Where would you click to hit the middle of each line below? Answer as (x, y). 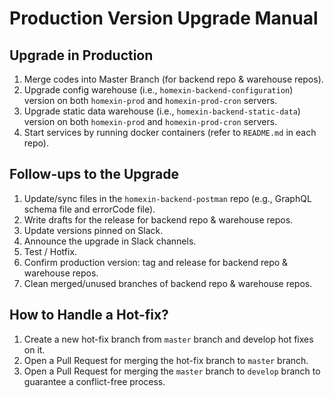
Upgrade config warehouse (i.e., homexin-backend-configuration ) (158, 90)
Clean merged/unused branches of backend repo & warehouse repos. (168, 283)
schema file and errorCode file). (89, 209)
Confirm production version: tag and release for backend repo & (156, 262)
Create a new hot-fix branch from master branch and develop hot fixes (168, 339)
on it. (34, 349)
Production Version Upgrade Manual (164, 18)
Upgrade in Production (81, 55)
